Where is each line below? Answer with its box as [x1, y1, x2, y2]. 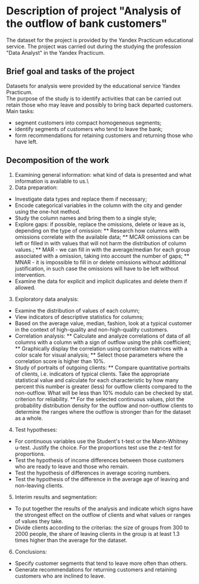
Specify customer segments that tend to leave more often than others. [14, 560, 188, 567]
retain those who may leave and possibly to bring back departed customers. [6, 101, 194, 108]
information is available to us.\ [14, 177, 89, 185]
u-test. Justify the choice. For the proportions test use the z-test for [14, 444, 182, 451]
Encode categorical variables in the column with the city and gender [14, 201, 183, 209]
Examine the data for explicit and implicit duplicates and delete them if [14, 277, 188, 285]
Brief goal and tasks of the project [6, 67, 135, 77]
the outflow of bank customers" [6, 17, 167, 30]
